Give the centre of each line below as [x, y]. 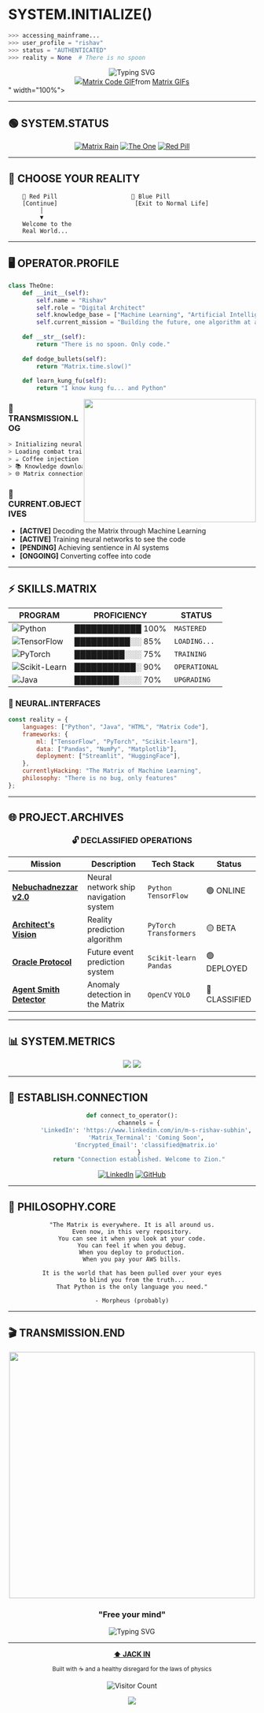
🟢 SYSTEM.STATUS [59, 123]
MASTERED [190, 628]
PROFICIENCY [120, 615]
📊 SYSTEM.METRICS [62, 1041]
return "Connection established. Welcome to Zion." [139, 1160]
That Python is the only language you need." [132, 1287]
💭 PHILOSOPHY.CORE [62, 1207]
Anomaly [104, 984]
